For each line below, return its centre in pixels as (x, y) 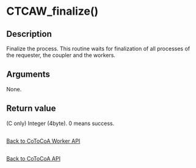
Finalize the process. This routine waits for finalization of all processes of (98, 48)
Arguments (28, 74)
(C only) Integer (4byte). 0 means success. (60, 123)
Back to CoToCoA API (34, 159)
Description (29, 34)
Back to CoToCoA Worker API (43, 141)
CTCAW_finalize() (53, 11)
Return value (31, 109)
